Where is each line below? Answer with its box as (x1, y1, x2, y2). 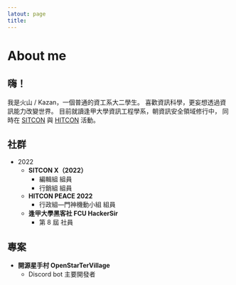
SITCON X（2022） (28, 166, 87, 175)
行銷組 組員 (38, 184, 73, 193)
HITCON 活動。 (54, 115, 100, 124)
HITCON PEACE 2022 (28, 192, 93, 200)
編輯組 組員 (38, 175, 73, 183)
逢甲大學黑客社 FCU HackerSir (28, 209, 119, 217)
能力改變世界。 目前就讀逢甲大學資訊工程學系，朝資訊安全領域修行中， (13, 107, 221, 115)
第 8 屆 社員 (38, 218, 73, 227)
